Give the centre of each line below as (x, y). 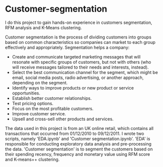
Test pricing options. (33, 103)
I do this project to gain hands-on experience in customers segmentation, (79, 22)
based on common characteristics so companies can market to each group (80, 42)
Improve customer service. (39, 113)
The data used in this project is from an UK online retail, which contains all (79, 128)
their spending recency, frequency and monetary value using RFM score (78, 154)
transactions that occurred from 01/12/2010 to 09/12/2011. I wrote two (75, 133)
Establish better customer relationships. (52, 98)
